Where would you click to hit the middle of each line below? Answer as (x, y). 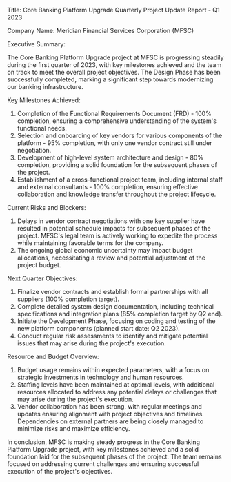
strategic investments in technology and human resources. (100, 377)
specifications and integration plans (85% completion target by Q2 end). (120, 314)
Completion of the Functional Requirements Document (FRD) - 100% (114, 114)
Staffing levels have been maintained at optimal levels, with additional (116, 385)
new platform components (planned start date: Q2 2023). (99, 328)
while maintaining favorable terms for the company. (90, 243)
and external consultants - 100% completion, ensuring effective (108, 187)
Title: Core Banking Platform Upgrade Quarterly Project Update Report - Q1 (113, 10)
